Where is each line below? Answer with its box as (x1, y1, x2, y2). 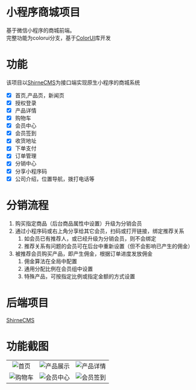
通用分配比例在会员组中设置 (24, 265, 93, 272)
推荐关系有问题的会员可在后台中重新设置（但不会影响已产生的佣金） (24, 242, 194, 250)
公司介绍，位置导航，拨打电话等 (14, 175, 95, 182)
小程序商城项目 (6, 5, 81, 19)
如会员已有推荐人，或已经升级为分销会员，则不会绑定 (24, 235, 157, 242)
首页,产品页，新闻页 (14, 91, 65, 99)
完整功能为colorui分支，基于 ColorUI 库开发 (6, 34, 111, 41)
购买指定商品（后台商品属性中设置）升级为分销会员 (14, 219, 142, 227)
